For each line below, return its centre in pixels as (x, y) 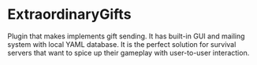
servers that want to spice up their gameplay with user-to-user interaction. (128, 52)
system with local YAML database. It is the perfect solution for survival (122, 44)
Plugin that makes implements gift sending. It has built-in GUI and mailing (126, 36)
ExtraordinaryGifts (69, 14)
